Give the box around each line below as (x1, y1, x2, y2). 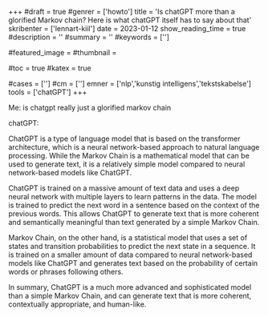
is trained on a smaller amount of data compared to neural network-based (8, 250, 253, 259)
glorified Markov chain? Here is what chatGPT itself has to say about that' (8, 15, 252, 25)
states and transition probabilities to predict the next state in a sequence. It (8, 242, 256, 251)
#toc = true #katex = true (8, 63, 91, 73)
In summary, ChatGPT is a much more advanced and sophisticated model (8, 283, 252, 291)
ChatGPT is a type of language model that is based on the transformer (8, 134, 241, 143)
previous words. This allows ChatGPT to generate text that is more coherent (8, 209, 259, 219)
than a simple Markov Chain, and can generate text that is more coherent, (8, 291, 252, 300)
